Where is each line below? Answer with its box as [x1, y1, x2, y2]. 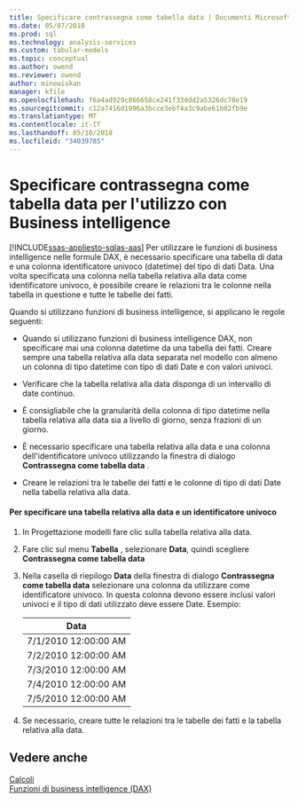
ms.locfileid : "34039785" [9, 137, 105, 146]
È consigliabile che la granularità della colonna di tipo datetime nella [21, 405, 271, 415]
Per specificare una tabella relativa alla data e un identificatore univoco [9, 507, 278, 517]
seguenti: [9, 316, 43, 327]
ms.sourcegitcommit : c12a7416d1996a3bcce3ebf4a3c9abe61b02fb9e [9, 104, 248, 113]
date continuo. [21, 388, 75, 398]
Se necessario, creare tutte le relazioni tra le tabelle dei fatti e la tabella [21, 715, 282, 726]
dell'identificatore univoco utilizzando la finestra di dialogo [21, 450, 236, 461]
